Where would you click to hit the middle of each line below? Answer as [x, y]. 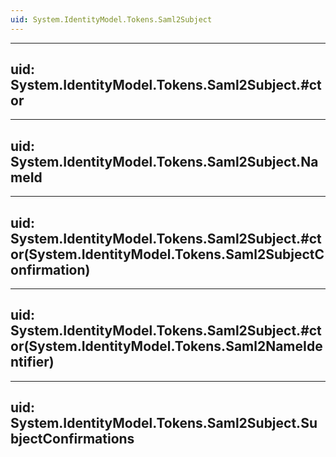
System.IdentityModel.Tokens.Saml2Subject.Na [164, 161]
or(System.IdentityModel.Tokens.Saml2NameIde [166, 346]
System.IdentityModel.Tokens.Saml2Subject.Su [164, 423]
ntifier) [32, 362]
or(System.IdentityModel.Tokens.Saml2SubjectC [167, 254]
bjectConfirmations [72, 439]
